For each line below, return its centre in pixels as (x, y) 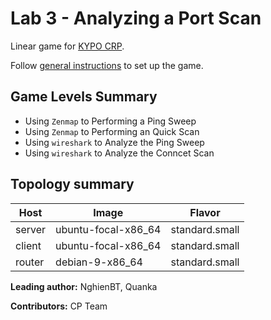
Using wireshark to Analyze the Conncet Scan (119, 153)
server (31, 229)
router (30, 262)
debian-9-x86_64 (99, 262)
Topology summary (72, 184)
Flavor (205, 212)
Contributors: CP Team (59, 306)
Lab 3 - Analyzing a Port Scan (136, 18)
